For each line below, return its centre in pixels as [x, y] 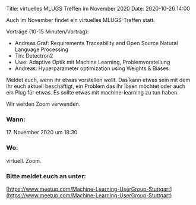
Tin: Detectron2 [34, 56]
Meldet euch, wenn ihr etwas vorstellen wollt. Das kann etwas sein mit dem [98, 80]
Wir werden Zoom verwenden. [43, 104]
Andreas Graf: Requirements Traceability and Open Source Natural [96, 43]
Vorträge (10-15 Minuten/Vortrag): [48, 31]
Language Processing [41, 49]
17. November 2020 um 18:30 [42, 133]
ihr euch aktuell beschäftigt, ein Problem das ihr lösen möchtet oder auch [96, 86]
